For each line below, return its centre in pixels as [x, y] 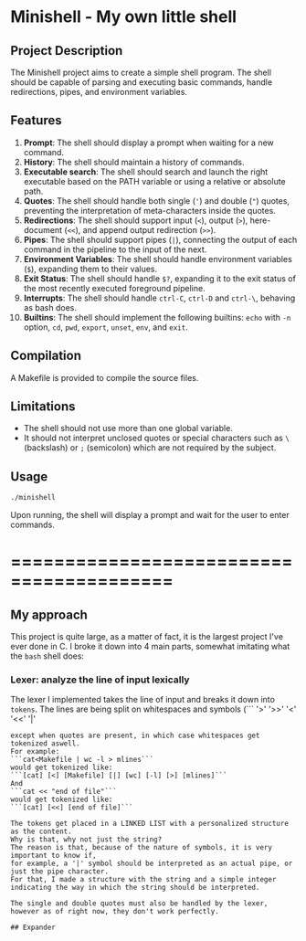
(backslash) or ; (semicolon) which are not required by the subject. [150, 448]
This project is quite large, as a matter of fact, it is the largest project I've [147, 637]
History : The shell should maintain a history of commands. [134, 162]
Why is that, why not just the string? [86, 840]
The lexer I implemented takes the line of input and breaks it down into [142, 700]
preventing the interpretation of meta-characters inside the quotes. [150, 210]
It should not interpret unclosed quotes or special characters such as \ [157, 438]
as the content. [41, 832]
